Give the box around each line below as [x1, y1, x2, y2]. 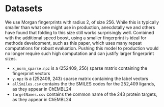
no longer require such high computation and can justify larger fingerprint [5, 50, 154, 56]
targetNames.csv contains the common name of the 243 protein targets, [12, 91, 158, 97]
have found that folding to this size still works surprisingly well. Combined [5, 29, 154, 35]
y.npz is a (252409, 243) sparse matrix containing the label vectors [12, 76, 148, 81]
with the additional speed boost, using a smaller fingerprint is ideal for [5, 35, 147, 41]
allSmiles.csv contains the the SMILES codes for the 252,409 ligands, [12, 80, 156, 86]
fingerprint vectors [12, 70, 51, 76]
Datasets [5, 3, 43, 14]
